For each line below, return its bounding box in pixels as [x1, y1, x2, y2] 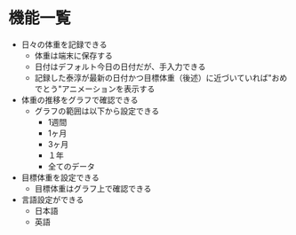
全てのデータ [47, 161, 95, 171]
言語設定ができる [20, 194, 84, 205]
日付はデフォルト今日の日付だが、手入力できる [34, 61, 206, 72]
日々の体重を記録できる [20, 39, 108, 50]
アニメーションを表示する [61, 83, 156, 94]
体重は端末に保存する [34, 50, 113, 60]
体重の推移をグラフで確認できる [20, 94, 139, 105]
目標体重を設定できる [20, 172, 100, 183]
